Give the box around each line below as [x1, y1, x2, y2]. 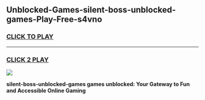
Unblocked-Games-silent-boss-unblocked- [6, 5, 176, 15]
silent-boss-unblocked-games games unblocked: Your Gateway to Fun [6, 80, 190, 87]
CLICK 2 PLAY [6, 55, 49, 64]
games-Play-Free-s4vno [6, 15, 103, 25]
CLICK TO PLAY [6, 33, 54, 41]
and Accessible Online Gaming [6, 87, 86, 94]
